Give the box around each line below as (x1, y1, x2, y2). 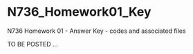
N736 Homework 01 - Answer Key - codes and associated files (7, 27, 186, 35)
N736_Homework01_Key (7, 4, 151, 20)
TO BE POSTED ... (7, 40, 58, 48)
